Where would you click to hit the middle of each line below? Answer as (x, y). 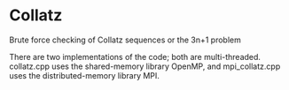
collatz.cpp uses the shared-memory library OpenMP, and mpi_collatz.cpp (145, 66)
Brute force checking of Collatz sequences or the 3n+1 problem (125, 40)
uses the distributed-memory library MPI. (84, 75)
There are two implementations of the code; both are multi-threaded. (135, 56)
